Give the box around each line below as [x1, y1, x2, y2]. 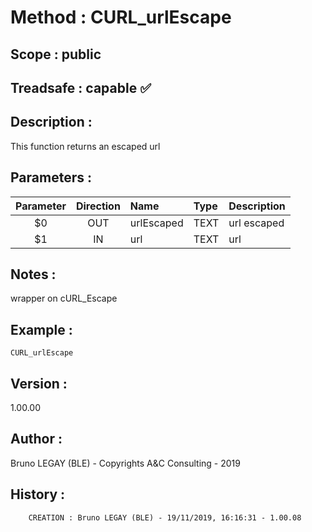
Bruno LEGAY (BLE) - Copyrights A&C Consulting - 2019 [10, 457, 241, 469]
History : [10, 486, 66, 503]
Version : [10, 375, 68, 392]
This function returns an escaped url [10, 140, 161, 152]
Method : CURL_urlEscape [10, 6, 232, 29]
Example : [10, 321, 73, 338]
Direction [75, 199, 121, 213]
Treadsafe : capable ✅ [10, 79, 152, 96]
